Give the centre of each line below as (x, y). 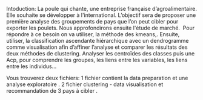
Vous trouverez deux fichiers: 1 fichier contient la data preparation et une (97, 78)
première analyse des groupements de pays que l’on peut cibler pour (92, 21)
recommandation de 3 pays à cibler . (52, 91)
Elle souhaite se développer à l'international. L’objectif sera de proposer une (101, 15)
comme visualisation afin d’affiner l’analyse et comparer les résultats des (97, 47)
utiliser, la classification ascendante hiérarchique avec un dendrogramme (98, 41)
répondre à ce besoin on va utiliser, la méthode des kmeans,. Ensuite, (93, 34)
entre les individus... (32, 66)
